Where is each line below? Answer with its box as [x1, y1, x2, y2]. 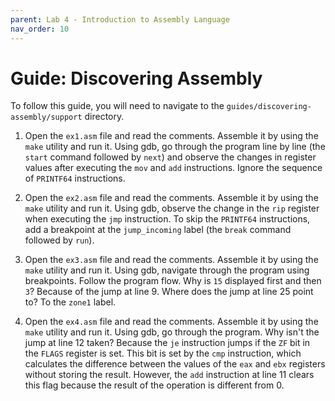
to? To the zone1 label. [24, 296, 117, 308]
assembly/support [10, 112, 83, 123]
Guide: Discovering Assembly [10, 67, 263, 90]
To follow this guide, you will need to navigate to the [10, 100, 225, 112]
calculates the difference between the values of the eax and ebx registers [24, 358, 326, 370]
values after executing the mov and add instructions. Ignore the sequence [24, 162, 323, 174]
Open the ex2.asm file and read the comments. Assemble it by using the [24, 192, 319, 204]
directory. [84, 111, 125, 123]
